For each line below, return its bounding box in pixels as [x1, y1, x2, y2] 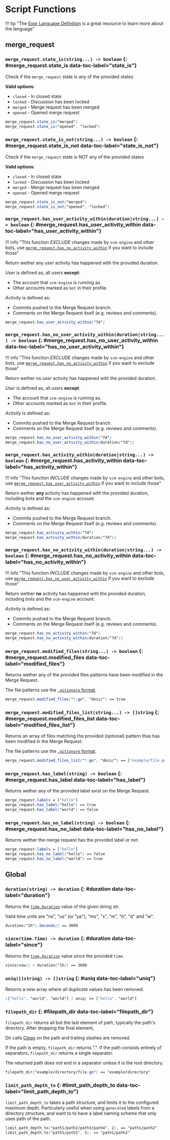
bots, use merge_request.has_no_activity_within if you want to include [5, 245, 153, 251]
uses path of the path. [5, 1116, 52, 1122]
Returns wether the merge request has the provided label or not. [5, 837, 139, 843]
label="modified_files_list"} [5, 721, 75, 729]
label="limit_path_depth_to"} [5, 1088, 79, 1095]
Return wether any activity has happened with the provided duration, [5, 490, 149, 496]
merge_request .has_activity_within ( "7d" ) [5, 530, 94, 535]
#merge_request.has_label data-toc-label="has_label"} [5, 776, 146, 783]
